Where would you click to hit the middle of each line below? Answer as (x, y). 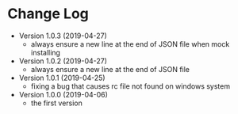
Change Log (48, 14)
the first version (56, 103)
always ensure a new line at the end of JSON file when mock (130, 44)
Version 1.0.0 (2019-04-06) (63, 94)
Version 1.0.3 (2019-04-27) (63, 36)
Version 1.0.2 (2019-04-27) (63, 61)
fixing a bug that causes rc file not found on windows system (131, 86)
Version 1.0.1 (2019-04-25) (62, 78)
